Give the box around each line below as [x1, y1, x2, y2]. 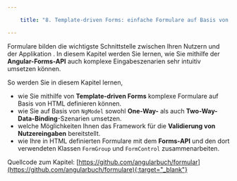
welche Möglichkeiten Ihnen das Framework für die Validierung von [17, 121, 216, 130]
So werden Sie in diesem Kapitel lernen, [7, 78, 123, 87]
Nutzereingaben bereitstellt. [17, 129, 101, 137]
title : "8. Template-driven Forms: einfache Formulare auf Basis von [20, 16, 229, 23]
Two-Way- [186, 106, 218, 115]
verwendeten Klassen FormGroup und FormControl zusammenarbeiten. [17, 144, 220, 152]
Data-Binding [17, 114, 58, 123]
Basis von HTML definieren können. [17, 99, 122, 108]
